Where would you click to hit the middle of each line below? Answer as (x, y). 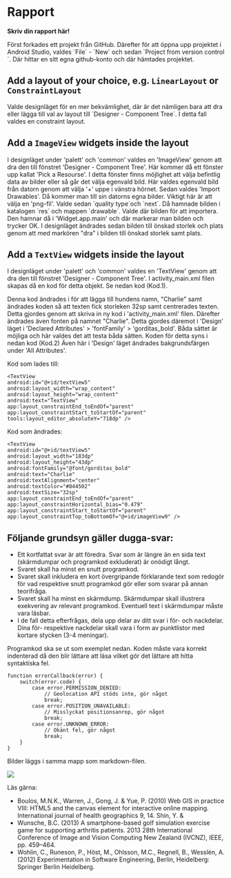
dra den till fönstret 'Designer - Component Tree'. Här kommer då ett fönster (115, 167)
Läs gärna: (22, 788)
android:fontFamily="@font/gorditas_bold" (69, 469)
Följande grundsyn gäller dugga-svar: (90, 538)
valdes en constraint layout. (47, 121)
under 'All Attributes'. (37, 351)
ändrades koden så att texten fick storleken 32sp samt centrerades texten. (113, 306)
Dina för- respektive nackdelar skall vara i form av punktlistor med (111, 628)
